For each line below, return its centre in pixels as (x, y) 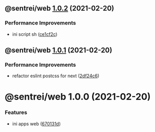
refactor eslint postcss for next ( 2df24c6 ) (56, 76)
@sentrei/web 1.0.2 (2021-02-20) (59, 8)
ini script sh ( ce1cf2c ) (35, 34)
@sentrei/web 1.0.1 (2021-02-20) (59, 50)
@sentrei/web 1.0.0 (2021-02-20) (78, 96)
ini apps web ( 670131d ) (36, 124)
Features (16, 113)
